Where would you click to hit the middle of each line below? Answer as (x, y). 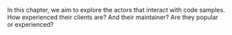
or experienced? (30, 24)
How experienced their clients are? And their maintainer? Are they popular (113, 17)
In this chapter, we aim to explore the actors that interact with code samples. (116, 10)
